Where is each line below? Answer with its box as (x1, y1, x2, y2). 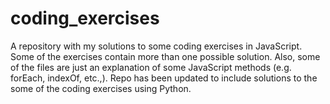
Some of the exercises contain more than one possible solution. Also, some (10, 50, 321, 62)
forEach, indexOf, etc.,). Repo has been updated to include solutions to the (10, 72, 318, 84)
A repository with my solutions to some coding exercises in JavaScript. (10, 40, 303, 52)
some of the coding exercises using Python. (10, 82, 192, 94)
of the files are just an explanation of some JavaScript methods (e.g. (10, 61, 292, 73)
